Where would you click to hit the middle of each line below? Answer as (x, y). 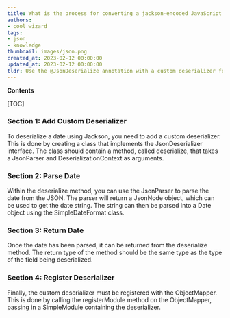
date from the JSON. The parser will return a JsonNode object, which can (111, 198)
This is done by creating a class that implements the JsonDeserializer (105, 143)
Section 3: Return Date (46, 230)
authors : (20, 20)
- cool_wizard (27, 26)
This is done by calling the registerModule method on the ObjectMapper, (110, 299)
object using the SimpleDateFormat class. (66, 212)
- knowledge (24, 45)
